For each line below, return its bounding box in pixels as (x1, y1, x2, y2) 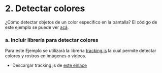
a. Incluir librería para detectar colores (5, 36, 98, 43)
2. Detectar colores (5, 3, 85, 14)
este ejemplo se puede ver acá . (5, 24, 69, 30)
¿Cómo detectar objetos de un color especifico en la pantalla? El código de (5, 19, 158, 25)
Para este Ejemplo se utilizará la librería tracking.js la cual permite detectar (5, 48, 157, 54)
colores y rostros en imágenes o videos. (5, 53, 87, 59)
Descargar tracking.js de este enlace (12, 62, 87, 69)
